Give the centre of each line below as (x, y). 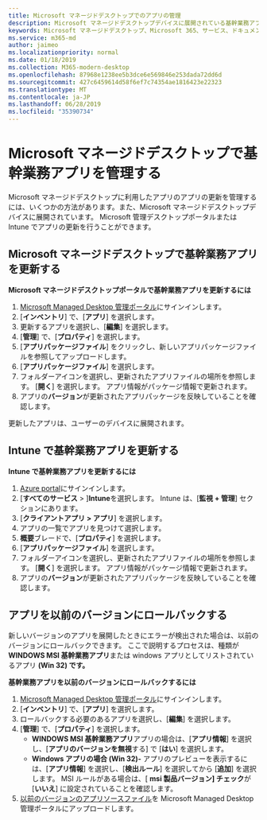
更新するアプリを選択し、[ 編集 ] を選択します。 (96, 326)
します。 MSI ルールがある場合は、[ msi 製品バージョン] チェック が (141, 779)
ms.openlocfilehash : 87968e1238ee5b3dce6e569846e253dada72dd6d (115, 75)
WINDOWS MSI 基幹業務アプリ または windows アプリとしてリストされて (128, 655)
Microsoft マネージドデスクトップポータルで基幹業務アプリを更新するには (130, 290)
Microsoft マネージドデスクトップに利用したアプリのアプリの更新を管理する (133, 196)
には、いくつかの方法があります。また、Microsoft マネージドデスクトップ (129, 207)
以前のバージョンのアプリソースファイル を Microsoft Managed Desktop (137, 799)
